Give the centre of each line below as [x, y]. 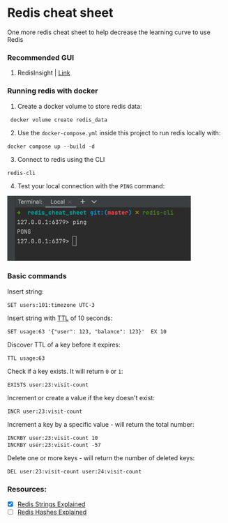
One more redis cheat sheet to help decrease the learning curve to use [109, 32]
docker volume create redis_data [59, 120]
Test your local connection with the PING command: [91, 185]
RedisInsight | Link [44, 73]
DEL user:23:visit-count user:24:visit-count [74, 471]
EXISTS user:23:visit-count [48, 385]
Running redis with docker [53, 91]
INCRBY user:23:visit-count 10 [53, 438]
